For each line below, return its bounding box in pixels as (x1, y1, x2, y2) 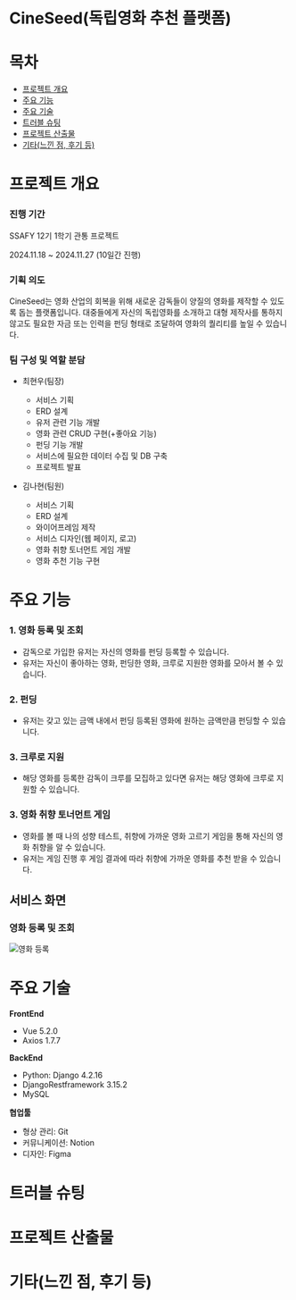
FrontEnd (9, 1009, 45, 1019)
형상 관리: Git (21, 1127, 69, 1137)
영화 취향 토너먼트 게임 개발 (35, 544, 131, 555)
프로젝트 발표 (35, 462, 82, 473)
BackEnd (9, 1053, 43, 1063)
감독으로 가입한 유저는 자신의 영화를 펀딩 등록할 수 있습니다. (21, 646, 230, 657)
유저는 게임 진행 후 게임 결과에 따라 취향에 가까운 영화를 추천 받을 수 (21, 852, 258, 863)
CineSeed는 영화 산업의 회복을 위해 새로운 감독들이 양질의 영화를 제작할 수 (9, 296, 268, 306)
